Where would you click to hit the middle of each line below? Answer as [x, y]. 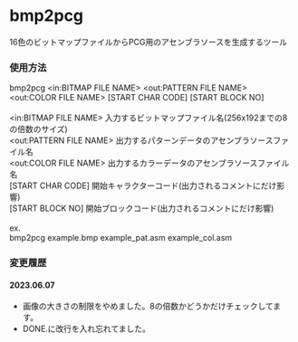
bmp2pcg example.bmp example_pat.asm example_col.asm [121, 238]
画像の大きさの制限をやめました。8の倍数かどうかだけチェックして [148, 306]
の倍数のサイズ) [38, 129]
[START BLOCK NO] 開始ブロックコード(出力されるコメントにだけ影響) [142, 208]
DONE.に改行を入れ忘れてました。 [87, 329]
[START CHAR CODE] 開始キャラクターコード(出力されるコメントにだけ [143, 185]
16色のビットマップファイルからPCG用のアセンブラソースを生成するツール [149, 42]
